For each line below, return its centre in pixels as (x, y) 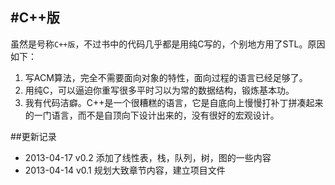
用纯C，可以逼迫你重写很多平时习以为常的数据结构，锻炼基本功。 (159, 90)
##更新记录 (33, 136)
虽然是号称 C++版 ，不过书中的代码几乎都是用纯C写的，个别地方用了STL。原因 (168, 44)
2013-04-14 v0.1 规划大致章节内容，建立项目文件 (125, 170)
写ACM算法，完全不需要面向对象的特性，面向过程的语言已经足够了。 (166, 77)
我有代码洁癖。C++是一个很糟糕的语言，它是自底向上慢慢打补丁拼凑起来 (174, 102)
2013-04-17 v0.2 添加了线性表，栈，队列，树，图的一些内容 (148, 157)
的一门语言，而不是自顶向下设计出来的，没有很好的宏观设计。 (152, 115)
